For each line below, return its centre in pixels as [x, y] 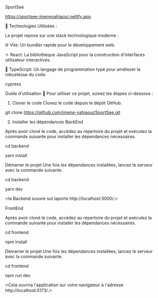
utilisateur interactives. [28, 60]
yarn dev [14, 189]
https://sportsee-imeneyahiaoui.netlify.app [48, 16]
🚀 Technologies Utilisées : [31, 26]
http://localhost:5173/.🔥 [29, 290]
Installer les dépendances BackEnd [47, 122]
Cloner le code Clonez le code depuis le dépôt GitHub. [67, 103]
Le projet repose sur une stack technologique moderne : [62, 35]
